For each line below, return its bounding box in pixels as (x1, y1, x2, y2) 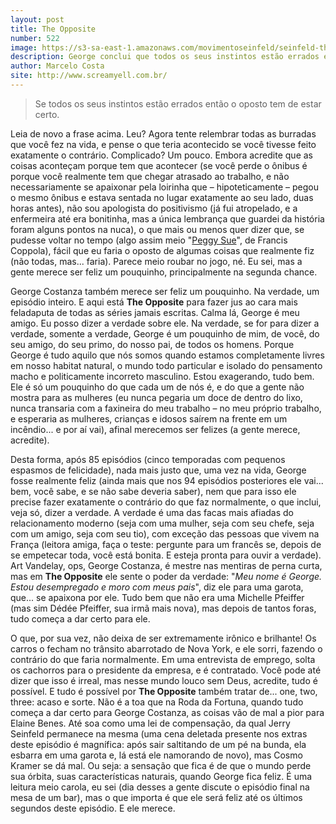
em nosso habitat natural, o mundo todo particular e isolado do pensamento (10, 359, 323, 371)
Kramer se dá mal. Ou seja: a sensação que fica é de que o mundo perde (10, 759, 312, 771)
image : (10, 42, 38, 53)
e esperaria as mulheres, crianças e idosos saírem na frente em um (10, 412, 288, 425)
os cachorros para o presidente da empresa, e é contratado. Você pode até (10, 664, 322, 676)
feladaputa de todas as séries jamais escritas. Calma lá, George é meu (10, 306, 300, 318)
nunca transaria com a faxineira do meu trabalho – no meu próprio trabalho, (10, 402, 322, 414)
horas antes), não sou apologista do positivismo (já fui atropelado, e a (10, 202, 298, 214)
